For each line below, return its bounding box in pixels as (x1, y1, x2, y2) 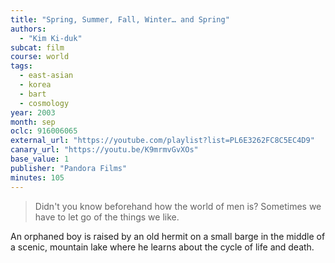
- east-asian (19, 71, 74, 81)
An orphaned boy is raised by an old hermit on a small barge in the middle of (10, 230, 326, 242)
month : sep (10, 117, 56, 127)
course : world (10, 52, 70, 62)
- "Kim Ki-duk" (19, 33, 83, 43)
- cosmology (19, 98, 70, 108)
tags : (10, 61, 33, 71)
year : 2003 (10, 107, 56, 118)
